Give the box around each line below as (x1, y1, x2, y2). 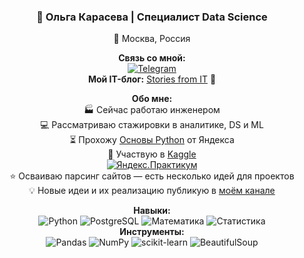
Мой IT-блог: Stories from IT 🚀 (87, 73, 217, 85)
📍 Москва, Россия (113, 33, 191, 45)
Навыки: (133, 205, 171, 217)
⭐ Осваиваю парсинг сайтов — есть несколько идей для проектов (9, 170, 295, 182)
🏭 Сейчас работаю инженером (83, 104, 221, 116)
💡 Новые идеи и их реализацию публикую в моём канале (28, 185, 276, 197)
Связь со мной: (118, 52, 186, 64)
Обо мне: (131, 93, 173, 105)
